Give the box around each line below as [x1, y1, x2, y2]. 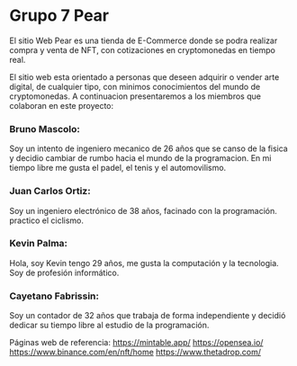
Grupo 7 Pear [9, 5, 110, 26]
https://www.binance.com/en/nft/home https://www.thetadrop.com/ [9, 347, 262, 358]
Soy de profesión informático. [9, 267, 120, 278]
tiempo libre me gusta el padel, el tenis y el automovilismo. [9, 163, 227, 174]
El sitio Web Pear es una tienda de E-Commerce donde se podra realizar [9, 35, 278, 46]
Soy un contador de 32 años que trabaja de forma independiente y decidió [9, 310, 286, 321]
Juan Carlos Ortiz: [9, 185, 92, 198]
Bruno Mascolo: [9, 122, 81, 135]
